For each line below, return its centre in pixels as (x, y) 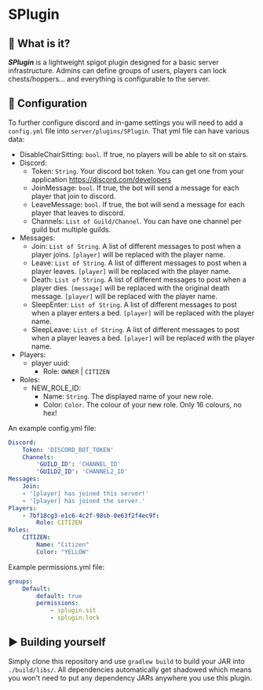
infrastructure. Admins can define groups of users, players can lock (117, 71)
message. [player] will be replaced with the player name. (124, 296)
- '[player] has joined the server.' (84, 501)
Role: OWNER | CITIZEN (76, 371)
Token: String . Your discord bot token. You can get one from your (137, 171)
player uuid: (50, 363)
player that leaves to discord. (78, 213)
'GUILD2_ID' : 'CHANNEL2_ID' (82, 472)
